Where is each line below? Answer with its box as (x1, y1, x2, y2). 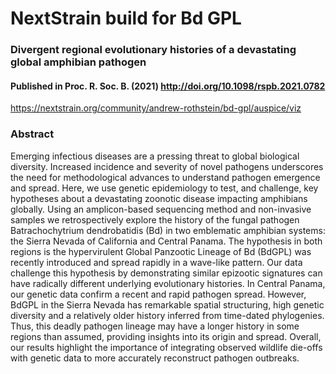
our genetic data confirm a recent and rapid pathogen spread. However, (10, 288, 307, 300)
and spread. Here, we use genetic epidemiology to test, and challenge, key (10, 182, 319, 194)
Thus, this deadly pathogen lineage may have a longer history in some (10, 320, 300, 332)
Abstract (10, 127, 55, 141)
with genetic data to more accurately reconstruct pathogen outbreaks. (10, 352, 300, 364)
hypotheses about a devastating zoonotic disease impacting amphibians (10, 192, 308, 204)
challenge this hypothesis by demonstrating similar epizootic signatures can (10, 267, 323, 279)
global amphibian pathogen (10, 55, 147, 69)
